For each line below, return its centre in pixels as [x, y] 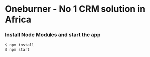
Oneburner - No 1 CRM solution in [75, 9]
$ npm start [17, 50]
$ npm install [20, 45]
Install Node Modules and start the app [53, 35]
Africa [18, 19]
